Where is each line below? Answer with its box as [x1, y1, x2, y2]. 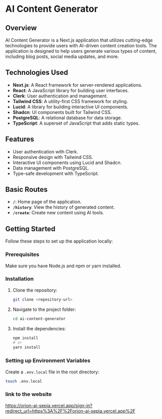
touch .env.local [5, 378, 42, 384]
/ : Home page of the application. [12, 198, 82, 205]
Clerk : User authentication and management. [12, 93, 108, 99]
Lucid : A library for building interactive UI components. [12, 104, 129, 110]
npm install [12, 335, 38, 341]
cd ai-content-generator [12, 316, 66, 321]
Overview [5, 24, 37, 32]
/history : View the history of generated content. [12, 204, 115, 210]
